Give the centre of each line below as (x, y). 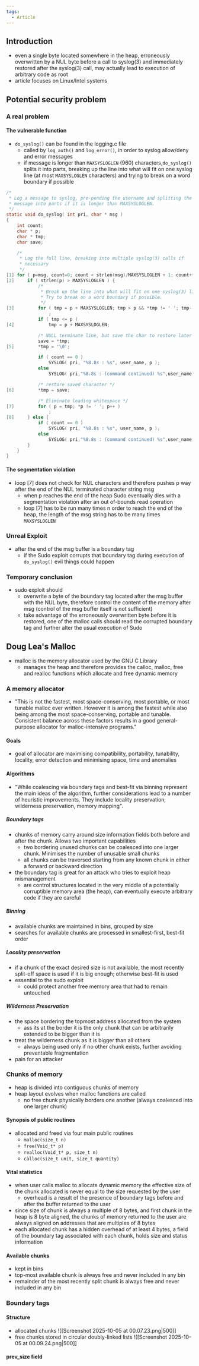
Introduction (30, 41)
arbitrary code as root (41, 74)
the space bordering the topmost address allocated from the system (98, 1021)
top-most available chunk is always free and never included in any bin (100, 1275)
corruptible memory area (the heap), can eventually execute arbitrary (108, 891)
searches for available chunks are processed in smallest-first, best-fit (99, 932)
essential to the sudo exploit (49, 980)
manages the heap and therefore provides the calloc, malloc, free (103, 667)
